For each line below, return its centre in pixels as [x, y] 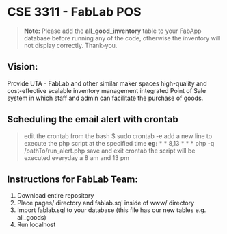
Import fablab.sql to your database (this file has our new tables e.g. [111, 210]
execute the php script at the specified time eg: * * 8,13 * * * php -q [119, 143]
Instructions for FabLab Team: [72, 179]
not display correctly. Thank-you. [70, 45]
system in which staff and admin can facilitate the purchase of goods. [105, 98]
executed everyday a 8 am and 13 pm [77, 157]
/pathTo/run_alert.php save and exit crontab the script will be [109, 151]
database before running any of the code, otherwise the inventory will [122, 38]
